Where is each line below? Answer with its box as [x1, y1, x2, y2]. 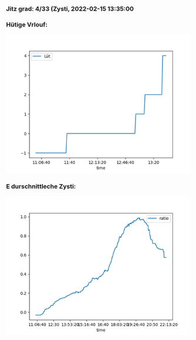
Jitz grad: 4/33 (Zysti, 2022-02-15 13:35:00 [6, 5, 134, 13]
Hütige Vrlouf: [6, 20, 48, 28]
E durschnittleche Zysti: [6, 182, 76, 191]
